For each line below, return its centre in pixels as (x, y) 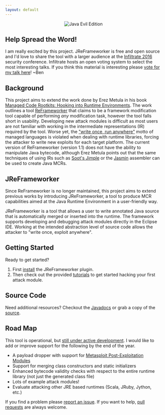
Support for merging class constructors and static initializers (74, 366)
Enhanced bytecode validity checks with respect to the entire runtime (83, 371)
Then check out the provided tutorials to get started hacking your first (84, 275)
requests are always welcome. (36, 407)
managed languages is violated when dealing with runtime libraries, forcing (82, 137)
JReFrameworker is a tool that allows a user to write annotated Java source (82, 211)
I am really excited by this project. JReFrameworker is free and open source (82, 51)
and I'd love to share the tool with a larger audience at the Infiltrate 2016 (79, 57)
